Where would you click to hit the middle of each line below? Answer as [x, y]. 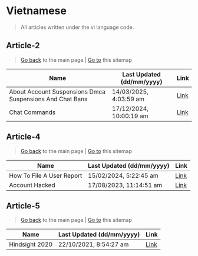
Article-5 [23, 206]
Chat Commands [32, 112]
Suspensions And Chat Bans [48, 99]
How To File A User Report [46, 175]
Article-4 [23, 137]
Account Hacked [32, 185]
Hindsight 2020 [31, 244]
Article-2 [23, 46]
